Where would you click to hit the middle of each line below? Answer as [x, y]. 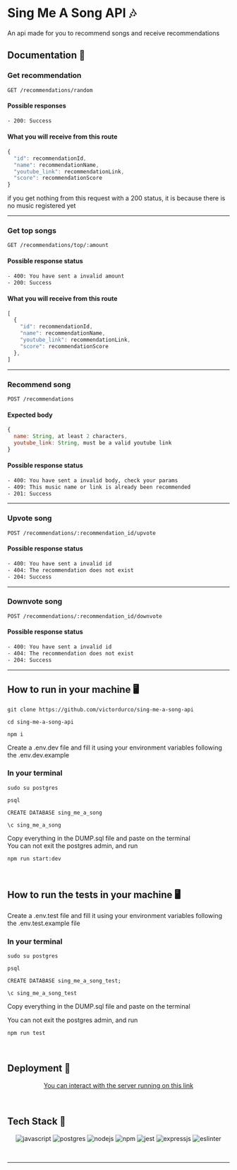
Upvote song [30, 518]
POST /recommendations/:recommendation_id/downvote [85, 616]
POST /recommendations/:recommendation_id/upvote [82, 533]
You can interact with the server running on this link [119, 1085]
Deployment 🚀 [39, 1068]
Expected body [30, 415]
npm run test [26, 1033]
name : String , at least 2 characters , [71, 436]
